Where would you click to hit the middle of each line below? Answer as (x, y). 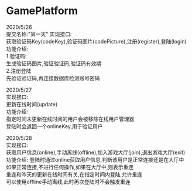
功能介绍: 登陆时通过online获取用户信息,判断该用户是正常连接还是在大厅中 (95, 159)
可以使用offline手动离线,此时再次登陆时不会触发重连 (68, 182)
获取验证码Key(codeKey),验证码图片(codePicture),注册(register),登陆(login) (97, 41)
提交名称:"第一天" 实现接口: (39, 34)
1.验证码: (16, 56)
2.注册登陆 (19, 71)
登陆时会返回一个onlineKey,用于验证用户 (54, 126)
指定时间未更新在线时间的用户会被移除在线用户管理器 (70, 119)
